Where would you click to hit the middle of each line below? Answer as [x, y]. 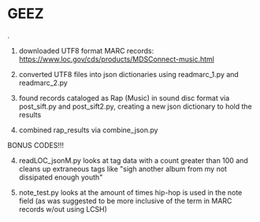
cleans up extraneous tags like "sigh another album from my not [123, 168]
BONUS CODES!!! [36, 145]
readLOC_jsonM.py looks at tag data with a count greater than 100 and [134, 160]
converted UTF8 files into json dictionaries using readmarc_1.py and [129, 74]
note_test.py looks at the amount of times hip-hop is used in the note [130, 192]
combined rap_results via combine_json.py [88, 130]
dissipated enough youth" [61, 177]
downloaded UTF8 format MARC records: [86, 50]
